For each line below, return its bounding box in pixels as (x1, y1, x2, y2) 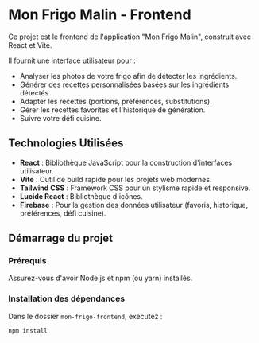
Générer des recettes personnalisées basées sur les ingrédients (19, 80, 230, 89)
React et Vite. (8, 40, 52, 49)
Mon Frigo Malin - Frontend (8, 6, 192, 24)
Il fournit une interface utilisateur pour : (8, 56, 137, 65)
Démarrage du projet (8, 232, 114, 245)
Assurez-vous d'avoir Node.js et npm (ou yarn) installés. (8, 273, 193, 283)
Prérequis (8, 255, 47, 267)
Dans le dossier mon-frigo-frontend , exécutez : (8, 311, 163, 321)
